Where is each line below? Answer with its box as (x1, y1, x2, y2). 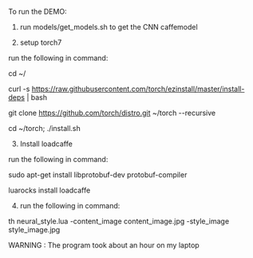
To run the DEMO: (8, 7, 67, 16)
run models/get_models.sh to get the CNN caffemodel (19, 22, 198, 31)
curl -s (8, 84, 30, 93)
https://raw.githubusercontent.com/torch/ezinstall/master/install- (31, 84, 245, 93)
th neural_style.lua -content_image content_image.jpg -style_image (8, 216, 230, 226)
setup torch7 (19, 38, 62, 47)
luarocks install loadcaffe (8, 185, 91, 195)
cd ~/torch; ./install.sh (8, 124, 81, 133)
